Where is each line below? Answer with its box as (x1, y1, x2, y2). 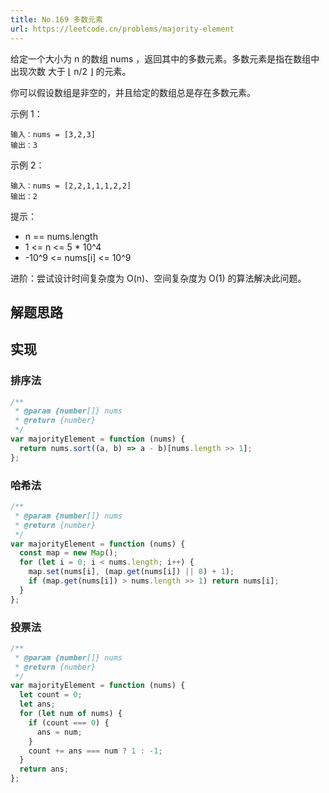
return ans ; (19, 764, 70, 775)
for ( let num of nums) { (19, 709, 123, 719)
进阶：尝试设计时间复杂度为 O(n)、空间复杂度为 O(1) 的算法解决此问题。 (10, 272, 307, 284)
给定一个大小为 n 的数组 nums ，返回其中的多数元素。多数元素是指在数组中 (10, 52, 320, 65)
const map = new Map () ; (19, 548, 118, 558)
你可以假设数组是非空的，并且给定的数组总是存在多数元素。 (10, 86, 256, 98)
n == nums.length (24, 230, 98, 242)
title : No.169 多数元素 (10, 14, 103, 25)
